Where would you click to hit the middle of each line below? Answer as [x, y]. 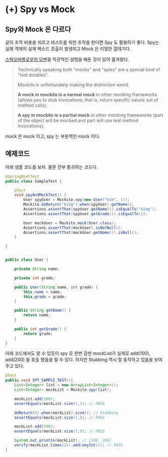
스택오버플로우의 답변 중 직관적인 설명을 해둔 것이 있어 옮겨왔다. [67, 59]
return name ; [37, 315]
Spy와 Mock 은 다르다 [38, 29]
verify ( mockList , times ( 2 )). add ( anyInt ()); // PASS [69, 445]
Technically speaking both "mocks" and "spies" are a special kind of [89, 70]
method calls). [33, 105]
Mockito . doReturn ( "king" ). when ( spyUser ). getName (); [79, 204]
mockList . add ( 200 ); [35, 427]
